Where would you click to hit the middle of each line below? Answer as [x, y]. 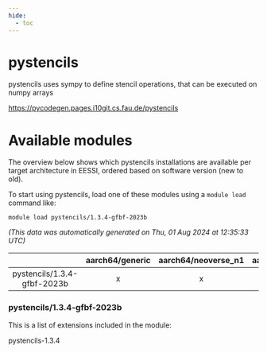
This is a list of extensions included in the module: [90, 325]
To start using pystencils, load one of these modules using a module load [127, 195]
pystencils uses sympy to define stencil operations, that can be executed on [133, 84]
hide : [17, 16]
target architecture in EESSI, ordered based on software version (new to [126, 171]
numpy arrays [31, 93]
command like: [32, 203]
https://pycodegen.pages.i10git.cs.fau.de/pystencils [93, 108]
